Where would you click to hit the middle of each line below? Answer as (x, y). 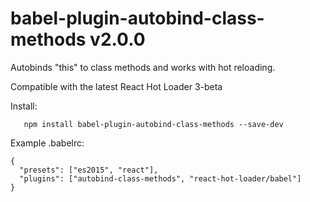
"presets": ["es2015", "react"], (89, 170)
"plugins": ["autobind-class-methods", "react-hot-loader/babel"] (160, 178)
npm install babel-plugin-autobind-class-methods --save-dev (153, 124)
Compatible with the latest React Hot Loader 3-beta (116, 86)
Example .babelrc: (47, 143)
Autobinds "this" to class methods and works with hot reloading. (143, 67)
